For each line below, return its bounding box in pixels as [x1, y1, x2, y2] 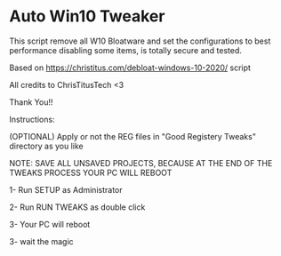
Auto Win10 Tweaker [9, 6, 165, 27]
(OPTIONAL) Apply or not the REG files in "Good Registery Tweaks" [9, 131, 256, 141]
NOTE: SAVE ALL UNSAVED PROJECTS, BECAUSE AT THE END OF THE [9, 157, 273, 168]
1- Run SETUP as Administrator [9, 184, 123, 195]
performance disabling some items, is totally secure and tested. [9, 44, 243, 55]
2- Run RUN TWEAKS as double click [9, 202, 146, 212]
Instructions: [9, 114, 55, 124]
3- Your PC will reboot [9, 219, 91, 229]
